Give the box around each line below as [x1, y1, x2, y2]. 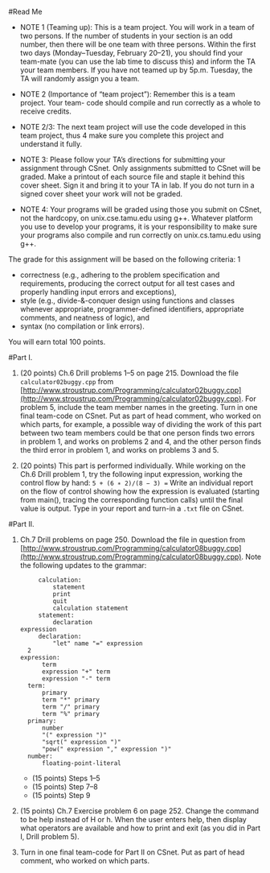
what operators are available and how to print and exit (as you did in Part [19, 823, 261, 833]
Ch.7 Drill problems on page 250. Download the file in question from [19, 535, 246, 544]
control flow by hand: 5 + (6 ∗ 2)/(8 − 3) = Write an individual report [19, 478, 254, 487]
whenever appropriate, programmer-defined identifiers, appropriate [19, 304, 244, 313]
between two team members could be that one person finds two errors [19, 428, 256, 437]
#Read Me [8, 7, 43, 16]
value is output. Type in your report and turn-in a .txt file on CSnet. [19, 503, 245, 513]
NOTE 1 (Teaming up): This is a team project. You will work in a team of [19, 23, 255, 31]
